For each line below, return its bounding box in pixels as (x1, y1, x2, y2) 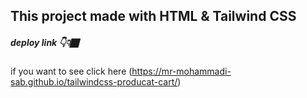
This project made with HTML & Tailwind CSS (10, 8, 297, 25)
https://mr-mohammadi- (131, 65, 232, 78)
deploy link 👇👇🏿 (10, 36, 79, 48)
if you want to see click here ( (10, 65, 133, 78)
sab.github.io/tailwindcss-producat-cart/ (10, 76, 178, 88)
